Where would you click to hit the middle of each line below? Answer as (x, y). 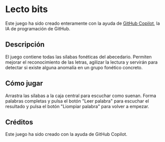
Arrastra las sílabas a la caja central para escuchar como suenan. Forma (81, 96)
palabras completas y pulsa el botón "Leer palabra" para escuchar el (77, 101)
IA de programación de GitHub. (38, 28)
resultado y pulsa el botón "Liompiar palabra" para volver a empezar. (77, 106)
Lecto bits (27, 9)
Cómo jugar (24, 84)
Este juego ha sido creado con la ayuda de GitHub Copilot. (67, 134)
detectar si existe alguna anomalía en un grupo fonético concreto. (74, 67)
